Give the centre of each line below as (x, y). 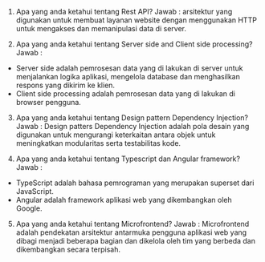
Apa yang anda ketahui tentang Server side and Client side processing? (134, 44)
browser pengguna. (49, 102)
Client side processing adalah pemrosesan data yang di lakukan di (125, 94)
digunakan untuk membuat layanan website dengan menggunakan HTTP (136, 20)
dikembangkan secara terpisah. (68, 249)
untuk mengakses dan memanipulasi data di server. (101, 28)
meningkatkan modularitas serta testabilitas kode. (98, 143)
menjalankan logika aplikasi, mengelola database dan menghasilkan (128, 77)
